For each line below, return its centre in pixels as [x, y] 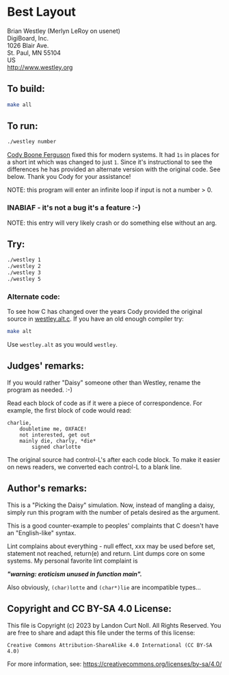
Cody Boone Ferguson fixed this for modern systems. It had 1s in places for [113, 155]
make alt [19, 332]
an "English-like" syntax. [42, 532]
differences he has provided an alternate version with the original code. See [114, 169]
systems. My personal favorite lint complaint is [72, 561]
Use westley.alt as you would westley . [62, 345]
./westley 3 [24, 273]
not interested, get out [55, 435]
